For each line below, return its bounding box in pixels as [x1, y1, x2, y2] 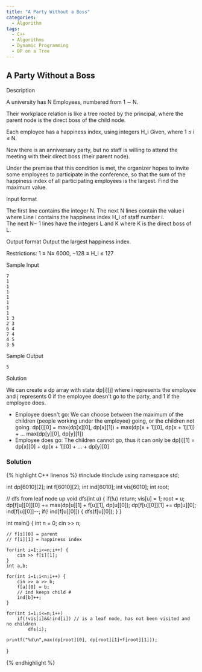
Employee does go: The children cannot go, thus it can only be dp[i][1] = [14, 436, 195, 444]
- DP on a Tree [11, 48, 50, 54]
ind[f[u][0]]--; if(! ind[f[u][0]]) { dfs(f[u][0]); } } [6, 508, 122, 515]
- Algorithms [11, 37, 45, 43]
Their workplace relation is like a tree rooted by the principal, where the [6, 110, 184, 117]
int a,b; [6, 563, 28, 569]
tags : [6, 25, 20, 32]
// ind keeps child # [17, 589, 71, 595]
